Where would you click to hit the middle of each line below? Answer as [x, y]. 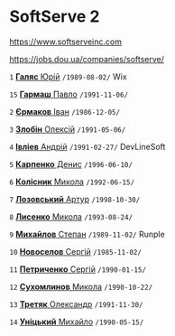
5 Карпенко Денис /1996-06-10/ [71, 163]
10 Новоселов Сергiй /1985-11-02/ [76, 251]
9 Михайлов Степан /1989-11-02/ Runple [87, 234]
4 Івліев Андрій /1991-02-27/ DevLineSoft [87, 146]
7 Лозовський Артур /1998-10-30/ [75, 199]
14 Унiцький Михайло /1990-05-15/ [77, 322]
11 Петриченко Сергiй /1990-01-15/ [78, 269]
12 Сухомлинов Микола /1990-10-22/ [81, 286]
